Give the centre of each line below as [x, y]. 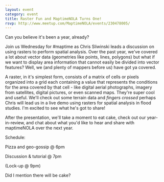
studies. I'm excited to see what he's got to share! [55, 108]
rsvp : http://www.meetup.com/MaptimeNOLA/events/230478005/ [68, 23]
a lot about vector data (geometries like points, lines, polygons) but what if [80, 57]
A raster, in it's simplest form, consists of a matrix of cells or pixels [72, 77]
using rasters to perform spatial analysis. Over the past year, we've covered [81, 52]
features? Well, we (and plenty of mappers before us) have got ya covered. [81, 68]
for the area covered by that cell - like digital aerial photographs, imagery [79, 87]
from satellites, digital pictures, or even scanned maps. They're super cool [80, 92]
